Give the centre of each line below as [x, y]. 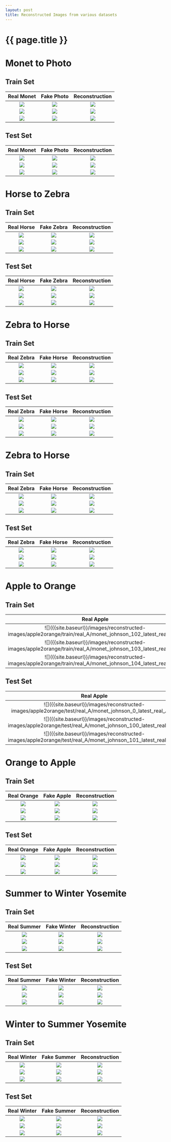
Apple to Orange [41, 586]
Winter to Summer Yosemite [66, 1024]
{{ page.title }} [37, 40]
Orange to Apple [41, 762]
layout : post [19, 10]
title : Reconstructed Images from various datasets [61, 15]
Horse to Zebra [38, 194]
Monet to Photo [38, 63]
